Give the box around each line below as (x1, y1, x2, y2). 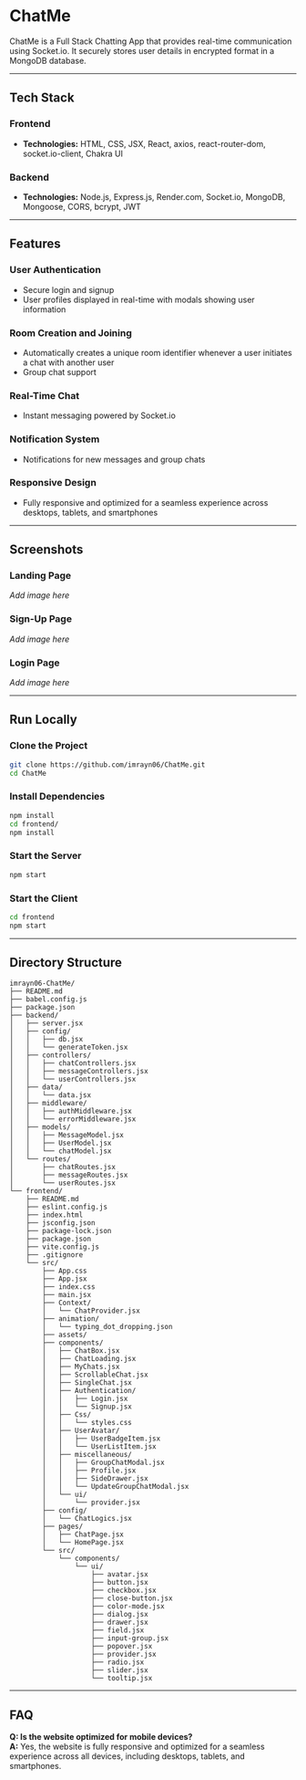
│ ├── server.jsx (9, 1019, 84, 1028)
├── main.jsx (42, 1291, 92, 1300)
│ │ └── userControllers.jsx (9, 1074, 137, 1084)
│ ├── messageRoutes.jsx (9, 1170, 128, 1180)
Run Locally (9, 712, 77, 728)
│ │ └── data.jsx (9, 1091, 92, 1100)
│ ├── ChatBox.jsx (42, 1346, 120, 1356)
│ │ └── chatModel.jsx (9, 1147, 112, 1156)
